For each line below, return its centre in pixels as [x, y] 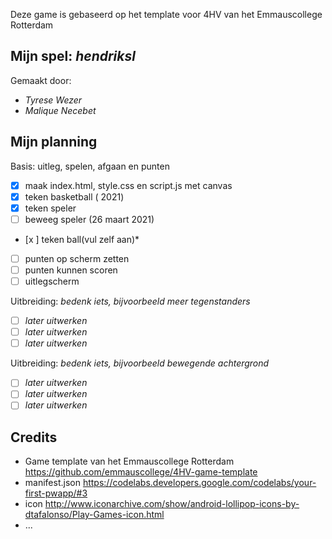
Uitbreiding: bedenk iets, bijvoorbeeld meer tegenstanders [130, 301]
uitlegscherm [52, 281]
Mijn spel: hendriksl [73, 56]
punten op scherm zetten [77, 258]
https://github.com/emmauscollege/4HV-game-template [141, 472]
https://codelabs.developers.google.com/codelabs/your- [199, 483]
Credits [34, 437]
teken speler [50, 208]
